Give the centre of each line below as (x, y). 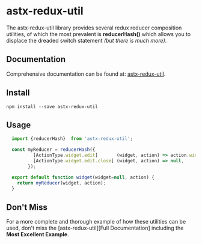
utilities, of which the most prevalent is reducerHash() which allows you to (99, 34)
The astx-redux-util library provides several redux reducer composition (94, 28)
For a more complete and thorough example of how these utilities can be (96, 222)
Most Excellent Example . (38, 234)
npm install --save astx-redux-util (52, 106)
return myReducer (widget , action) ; (62, 183)
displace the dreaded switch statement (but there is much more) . (87, 40)
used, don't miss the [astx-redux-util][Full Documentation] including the (95, 228)
